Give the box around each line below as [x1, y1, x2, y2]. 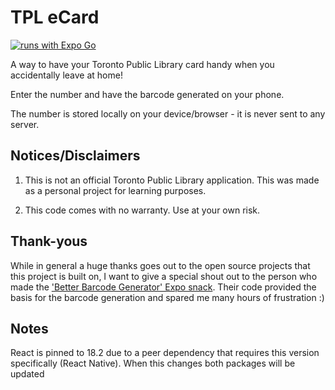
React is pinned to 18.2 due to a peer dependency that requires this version [10, 347, 320, 359]
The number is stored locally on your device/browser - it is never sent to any [10, 107, 326, 120]
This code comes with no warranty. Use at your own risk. [24, 204, 261, 216]
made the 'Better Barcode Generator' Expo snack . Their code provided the [10, 281, 317, 293]
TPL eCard [10, 6, 100, 29]
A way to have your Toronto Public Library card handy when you [10, 58, 275, 70]
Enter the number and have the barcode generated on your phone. [10, 88, 285, 100]
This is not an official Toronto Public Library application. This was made [24, 174, 320, 186]
